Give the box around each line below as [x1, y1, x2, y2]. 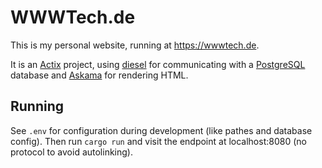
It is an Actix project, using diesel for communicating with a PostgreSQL [10, 58, 306, 70]
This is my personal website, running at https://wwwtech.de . [10, 39, 260, 51]
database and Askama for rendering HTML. [10, 69, 189, 81]
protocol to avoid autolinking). [10, 146, 133, 158]
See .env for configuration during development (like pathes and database [10, 124, 313, 136]
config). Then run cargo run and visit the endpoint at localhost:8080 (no [10, 135, 307, 147]
